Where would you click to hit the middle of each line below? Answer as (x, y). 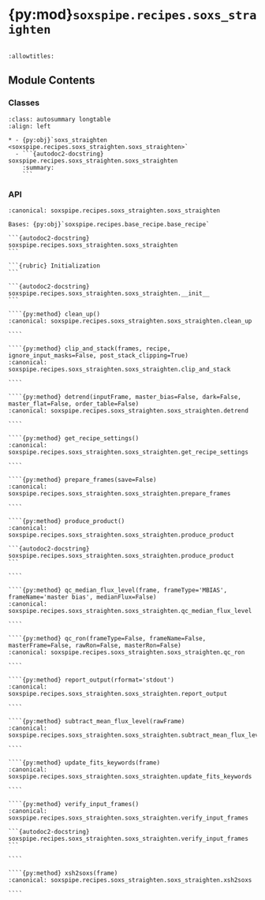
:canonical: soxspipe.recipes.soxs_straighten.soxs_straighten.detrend (128, 411)
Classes (24, 103)
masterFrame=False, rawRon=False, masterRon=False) (95, 645)
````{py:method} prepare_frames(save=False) (82, 480)
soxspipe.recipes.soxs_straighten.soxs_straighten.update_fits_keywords (130, 776)
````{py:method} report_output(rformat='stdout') (91, 680)
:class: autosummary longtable (60, 119)
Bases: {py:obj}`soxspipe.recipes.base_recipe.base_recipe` (109, 224)
